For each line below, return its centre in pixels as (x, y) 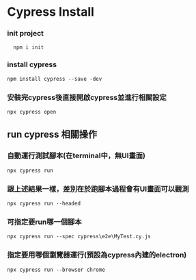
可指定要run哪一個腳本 (44, 222)
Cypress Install (51, 12)
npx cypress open (32, 112)
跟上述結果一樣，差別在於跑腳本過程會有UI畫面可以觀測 (98, 189)
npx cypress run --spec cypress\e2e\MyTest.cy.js (79, 237)
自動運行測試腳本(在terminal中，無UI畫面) (76, 156)
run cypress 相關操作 (52, 135)
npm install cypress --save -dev (55, 79)
